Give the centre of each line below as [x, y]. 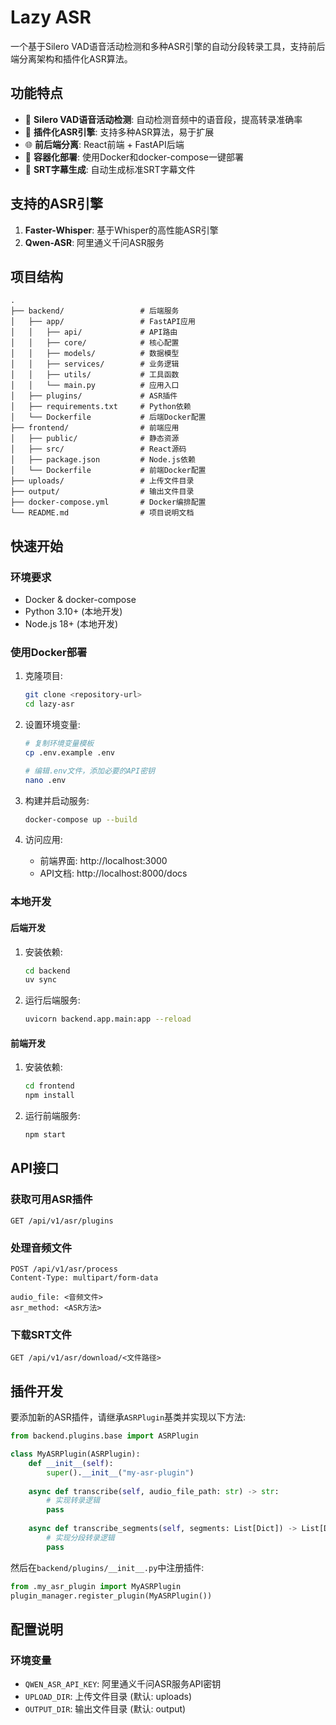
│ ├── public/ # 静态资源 [95, 439]
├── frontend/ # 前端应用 [95, 428]
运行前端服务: [52, 1116]
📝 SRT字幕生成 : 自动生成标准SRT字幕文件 [110, 169]
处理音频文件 [41, 1248]
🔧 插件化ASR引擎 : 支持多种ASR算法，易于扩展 [119, 132]
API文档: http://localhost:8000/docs [113, 873]
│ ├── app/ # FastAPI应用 [103, 322]
